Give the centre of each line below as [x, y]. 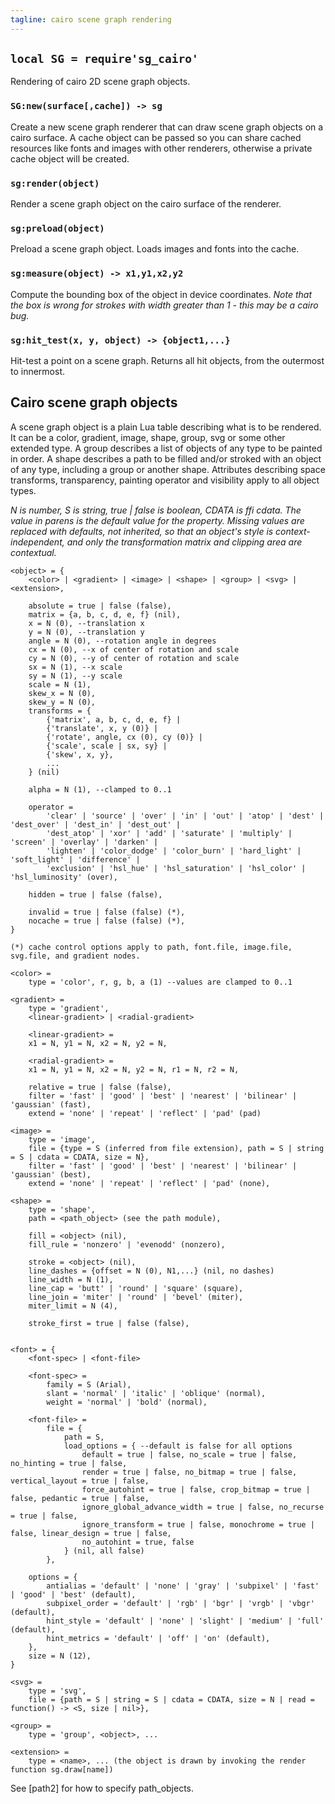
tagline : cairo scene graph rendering [91, 19]
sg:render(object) [55, 183]
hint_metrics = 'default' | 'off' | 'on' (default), [158, 1638]
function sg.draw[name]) [62, 1769]
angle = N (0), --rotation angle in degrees [122, 641]
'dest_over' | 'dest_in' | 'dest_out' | [96, 824]
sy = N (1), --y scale [75, 676]
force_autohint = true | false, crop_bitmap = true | [196, 1489]
